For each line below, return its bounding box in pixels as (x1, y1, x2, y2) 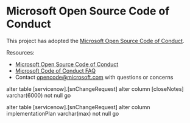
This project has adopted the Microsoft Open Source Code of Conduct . (6, 37, 185, 44)
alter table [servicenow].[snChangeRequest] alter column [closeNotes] (6, 85, 184, 92)
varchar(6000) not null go (6, 91, 71, 99)
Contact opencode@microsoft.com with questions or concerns (15, 73, 174, 81)
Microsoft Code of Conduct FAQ (15, 67, 96, 74)
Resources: (6, 48, 35, 56)
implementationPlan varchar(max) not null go (6, 110, 119, 117)
